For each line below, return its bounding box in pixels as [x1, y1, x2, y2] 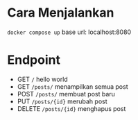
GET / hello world [17, 75, 68, 83]
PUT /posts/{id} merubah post [17, 97, 107, 105]
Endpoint [7, 52, 61, 68]
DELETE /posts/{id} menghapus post [17, 104, 126, 112]
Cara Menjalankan [7, 5, 114, 21]
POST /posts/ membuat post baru [17, 89, 116, 98]
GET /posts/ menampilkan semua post [17, 82, 128, 91]
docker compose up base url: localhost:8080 [7, 28, 132, 36]
